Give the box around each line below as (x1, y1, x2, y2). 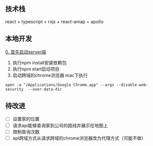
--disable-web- (116, 82, 148, 87)
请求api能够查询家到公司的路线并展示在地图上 (12, 122, 108, 128)
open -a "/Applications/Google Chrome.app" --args (5, 82, 114, 87)
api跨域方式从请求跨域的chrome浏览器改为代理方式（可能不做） (12, 135, 146, 141)
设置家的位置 (12, 116, 40, 122)
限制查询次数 (12, 128, 40, 135)
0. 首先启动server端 (5, 48, 47, 55)
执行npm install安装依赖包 (12, 60, 67, 66)
